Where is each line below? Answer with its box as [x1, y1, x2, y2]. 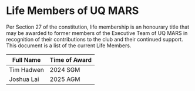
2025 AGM [49, 75, 80, 83]
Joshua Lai [9, 75, 39, 83]
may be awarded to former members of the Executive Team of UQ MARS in [6, 29, 188, 36]
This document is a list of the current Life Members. [6, 42, 132, 49]
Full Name [12, 55, 41, 64]
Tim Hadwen [9, 65, 44, 73]
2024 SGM [49, 65, 80, 73]
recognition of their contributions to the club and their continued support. [6, 36, 183, 43]
